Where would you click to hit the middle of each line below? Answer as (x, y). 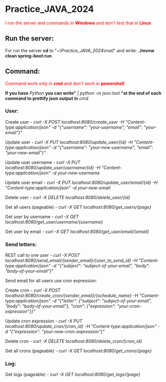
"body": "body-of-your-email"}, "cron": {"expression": (61, 306)
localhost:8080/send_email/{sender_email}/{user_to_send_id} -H (71, 261)
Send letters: (21, 244)
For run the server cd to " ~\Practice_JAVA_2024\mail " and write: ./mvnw (80, 50)
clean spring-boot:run (28, 56)
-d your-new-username (76, 173)
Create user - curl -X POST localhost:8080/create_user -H (65, 122)
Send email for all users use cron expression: (51, 281)
